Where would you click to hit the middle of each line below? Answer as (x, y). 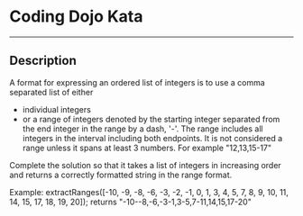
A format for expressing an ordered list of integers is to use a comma (138, 82)
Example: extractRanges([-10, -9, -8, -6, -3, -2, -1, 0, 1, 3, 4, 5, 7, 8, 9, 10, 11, (149, 192)
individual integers (57, 109)
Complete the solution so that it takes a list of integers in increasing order (145, 165)
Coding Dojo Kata (76, 17)
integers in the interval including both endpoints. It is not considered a (152, 138)
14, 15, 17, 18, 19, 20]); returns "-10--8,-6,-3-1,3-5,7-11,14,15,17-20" (131, 202)
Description (43, 61)
